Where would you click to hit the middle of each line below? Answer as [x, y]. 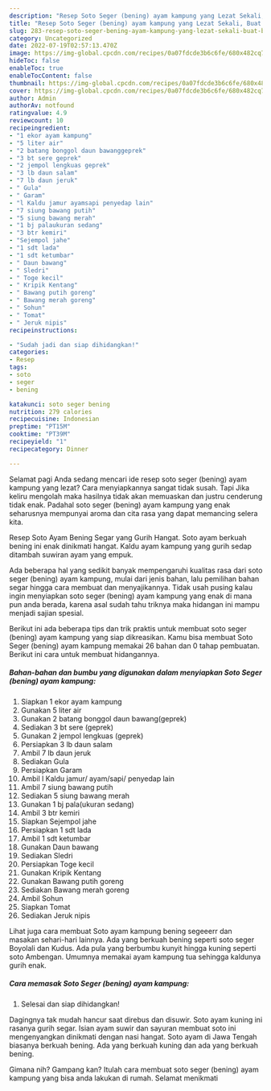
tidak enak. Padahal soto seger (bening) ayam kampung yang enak [120, 505]
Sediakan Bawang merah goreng [75, 890]
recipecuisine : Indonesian [54, 419]
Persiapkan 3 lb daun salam [67, 744]
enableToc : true [36, 68]
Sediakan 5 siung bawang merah [75, 796]
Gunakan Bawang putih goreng [72, 881]
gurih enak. [28, 965]
